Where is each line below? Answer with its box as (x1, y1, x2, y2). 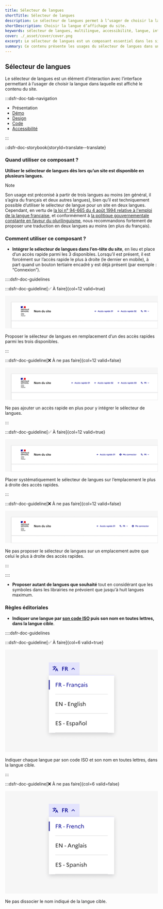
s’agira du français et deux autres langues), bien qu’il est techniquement (5, 197, 149, 202)
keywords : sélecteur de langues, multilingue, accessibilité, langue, (5, 28, 151, 34)
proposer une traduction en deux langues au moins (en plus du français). (5, 222, 151, 229)
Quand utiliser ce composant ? (5, 157, 79, 163)
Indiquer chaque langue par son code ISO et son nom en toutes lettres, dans (5, 757, 158, 763)
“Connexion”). (12, 267, 40, 273)
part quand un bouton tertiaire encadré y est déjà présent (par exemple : (12, 262, 157, 268)
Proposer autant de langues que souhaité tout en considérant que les (12, 582, 153, 587)
